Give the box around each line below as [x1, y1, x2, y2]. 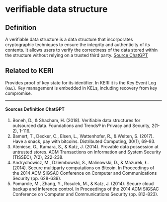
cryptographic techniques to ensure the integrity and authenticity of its [5, 42, 150, 48]
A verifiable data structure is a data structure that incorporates [5, 36, 133, 42]
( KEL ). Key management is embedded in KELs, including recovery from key [5, 85, 158, 91]
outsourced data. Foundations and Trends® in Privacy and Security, [12, 123, 151, 129]
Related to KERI [5, 67, 54, 75]
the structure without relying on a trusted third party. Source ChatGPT [5, 52, 148, 58]
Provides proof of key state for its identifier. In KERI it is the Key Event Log [5, 79, 157, 85]
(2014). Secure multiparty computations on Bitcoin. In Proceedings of [12, 165, 155, 171]
